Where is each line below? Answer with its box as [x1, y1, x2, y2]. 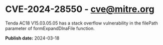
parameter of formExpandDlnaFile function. [5, 25, 95, 31]
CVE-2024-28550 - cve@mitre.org [5, 3, 154, 15]
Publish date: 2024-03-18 [5, 35, 60, 41]
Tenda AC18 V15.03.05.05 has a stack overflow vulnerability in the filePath [5, 20, 158, 26]
